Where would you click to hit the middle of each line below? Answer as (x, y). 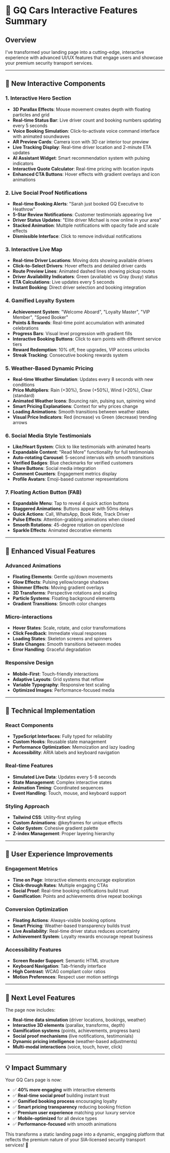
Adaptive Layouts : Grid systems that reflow (58, 679)
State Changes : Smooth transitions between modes (67, 644)
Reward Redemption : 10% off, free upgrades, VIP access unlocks (81, 349)
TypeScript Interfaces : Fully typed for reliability (62, 736)
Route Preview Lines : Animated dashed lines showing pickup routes (84, 271)
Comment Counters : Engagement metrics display (65, 474)
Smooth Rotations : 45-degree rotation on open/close (69, 525)
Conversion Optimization (37, 909)
